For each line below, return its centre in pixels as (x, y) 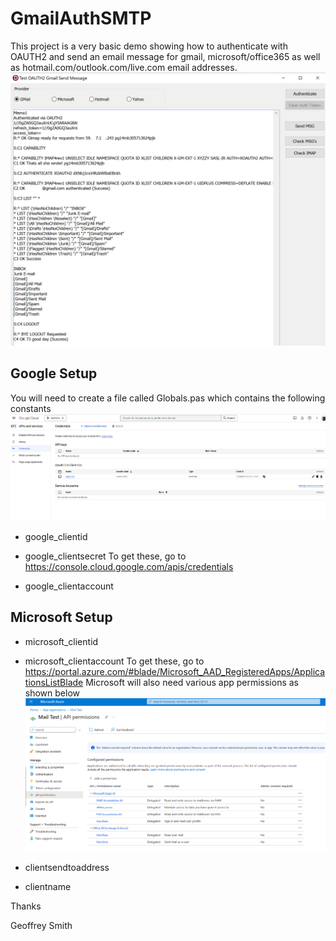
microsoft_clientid (61, 641)
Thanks (26, 906)
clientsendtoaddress (67, 867)
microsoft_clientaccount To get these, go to (114, 661)
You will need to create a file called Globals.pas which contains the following (168, 398)
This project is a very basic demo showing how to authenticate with (149, 46)
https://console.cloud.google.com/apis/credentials (129, 566)
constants (31, 408)
